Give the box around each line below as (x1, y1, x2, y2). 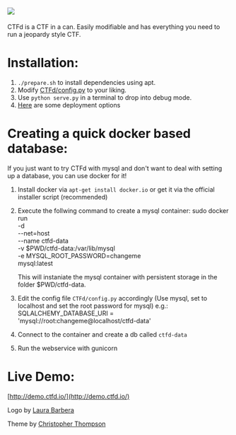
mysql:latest (17, 259, 53, 267)
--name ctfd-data (17, 236, 69, 245)
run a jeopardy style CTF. (7, 30, 81, 38)
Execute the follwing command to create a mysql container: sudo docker (17, 206, 229, 215)
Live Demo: (7, 369, 75, 385)
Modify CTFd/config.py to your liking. (17, 86, 127, 94)
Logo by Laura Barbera (7, 405, 74, 414)
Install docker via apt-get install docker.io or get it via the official (17, 185, 216, 194)
